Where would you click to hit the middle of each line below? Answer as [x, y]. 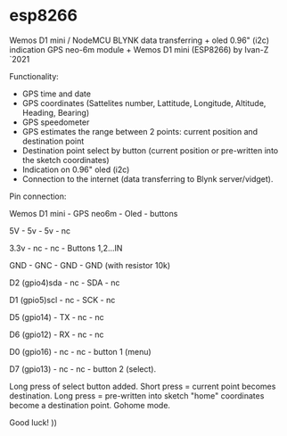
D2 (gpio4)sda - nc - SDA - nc [65, 283]
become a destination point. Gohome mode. [90, 405]
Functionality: [34, 76]
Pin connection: [38, 196]
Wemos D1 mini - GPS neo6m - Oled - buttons [94, 213]
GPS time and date [57, 94]
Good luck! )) [33, 422]
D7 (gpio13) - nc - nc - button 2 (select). [83, 369]
